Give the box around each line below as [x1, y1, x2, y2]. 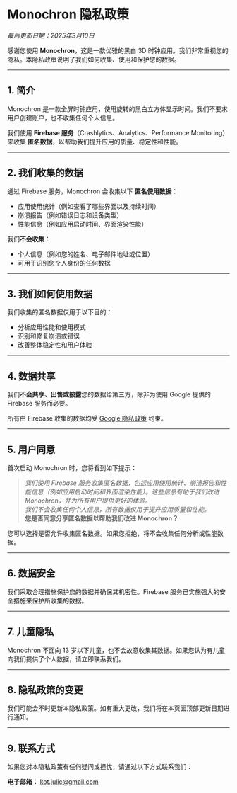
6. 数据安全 [7, 567, 56, 579]
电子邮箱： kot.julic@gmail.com [7, 777, 99, 786]
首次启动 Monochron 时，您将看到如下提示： [7, 464, 138, 472]
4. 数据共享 [7, 370, 56, 382]
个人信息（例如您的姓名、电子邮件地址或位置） [17, 249, 154, 258]
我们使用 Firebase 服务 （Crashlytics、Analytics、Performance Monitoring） [7, 128, 229, 137]
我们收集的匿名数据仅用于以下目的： [7, 308, 113, 316]
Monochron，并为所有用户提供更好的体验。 [24, 496, 152, 505]
